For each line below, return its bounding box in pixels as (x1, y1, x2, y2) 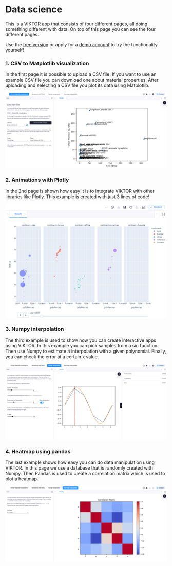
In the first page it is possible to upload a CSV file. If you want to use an (5, 71, 157, 77)
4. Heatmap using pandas (5, 447, 71, 455)
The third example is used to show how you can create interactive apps (5, 337, 157, 343)
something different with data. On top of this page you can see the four (5, 26, 156, 32)
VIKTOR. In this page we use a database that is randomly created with (5, 464, 153, 471)
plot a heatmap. (5, 476, 39, 482)
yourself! (5, 47, 24, 53)
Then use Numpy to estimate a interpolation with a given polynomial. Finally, (5, 348, 167, 355)
